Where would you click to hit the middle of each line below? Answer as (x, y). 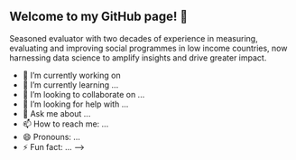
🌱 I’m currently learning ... (70, 85)
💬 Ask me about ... (56, 113)
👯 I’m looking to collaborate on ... (83, 94)
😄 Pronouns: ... (51, 136)
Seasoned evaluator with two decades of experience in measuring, (134, 38)
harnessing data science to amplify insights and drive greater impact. (138, 57)
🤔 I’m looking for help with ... (75, 104)
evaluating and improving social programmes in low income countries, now (148, 48)
